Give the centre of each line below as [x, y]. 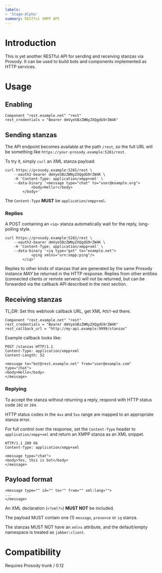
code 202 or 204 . [21, 405]
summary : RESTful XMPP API [32, 19]
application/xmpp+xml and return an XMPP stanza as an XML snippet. [75, 434]
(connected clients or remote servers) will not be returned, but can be [75, 279]
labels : [13, 10]
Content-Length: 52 [25, 355]
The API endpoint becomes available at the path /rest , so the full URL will [79, 147]
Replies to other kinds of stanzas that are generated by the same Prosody [79, 269]
